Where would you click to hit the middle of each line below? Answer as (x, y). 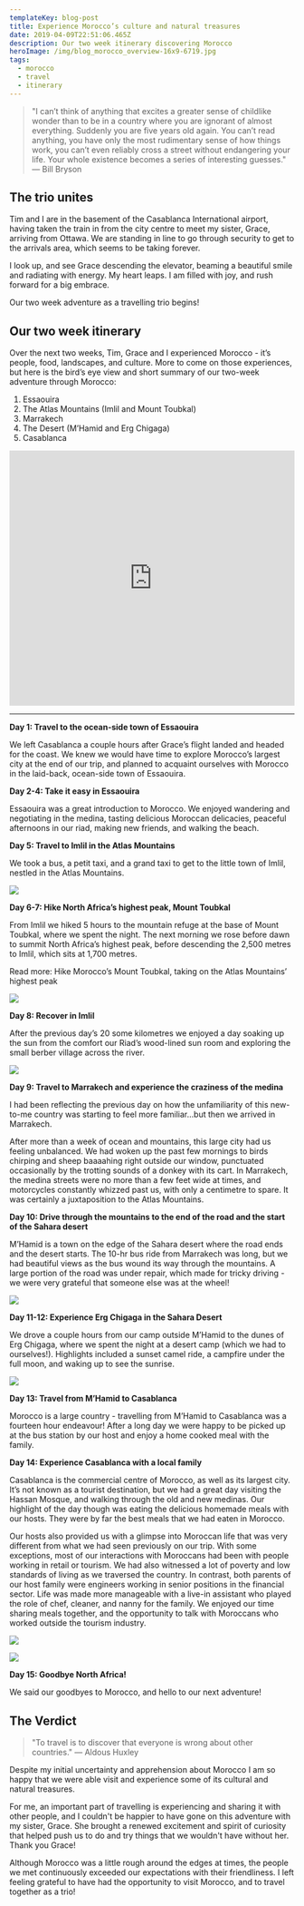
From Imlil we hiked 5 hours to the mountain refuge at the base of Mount (144, 925)
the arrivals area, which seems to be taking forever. (105, 248)
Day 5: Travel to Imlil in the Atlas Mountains (92, 845)
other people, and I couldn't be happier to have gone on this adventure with (150, 1816)
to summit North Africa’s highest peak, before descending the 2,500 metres (150, 944)
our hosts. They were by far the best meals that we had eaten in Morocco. (147, 1519)
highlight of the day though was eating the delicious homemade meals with (149, 1509)
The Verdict (43, 1720)
